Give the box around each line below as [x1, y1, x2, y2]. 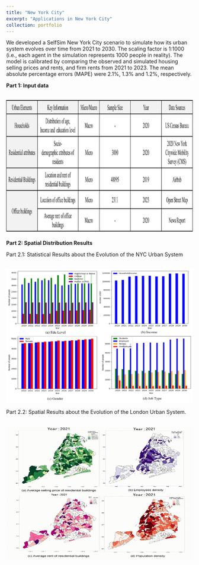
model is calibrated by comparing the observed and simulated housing [6, 58, 179, 65]
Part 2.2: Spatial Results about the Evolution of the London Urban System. [6, 408, 187, 416]
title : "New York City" [6, 9, 65, 15]
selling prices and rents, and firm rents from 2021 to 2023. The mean [6, 64, 174, 71]
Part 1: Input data [6, 82, 49, 89]
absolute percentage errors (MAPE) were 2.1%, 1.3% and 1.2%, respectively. [6, 71, 192, 78]
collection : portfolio [6, 22, 62, 28]
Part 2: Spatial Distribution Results [6, 240, 93, 247]
